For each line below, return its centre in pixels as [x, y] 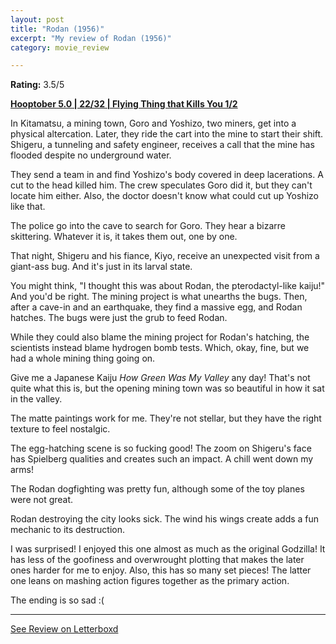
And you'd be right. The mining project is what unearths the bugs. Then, [159, 297]
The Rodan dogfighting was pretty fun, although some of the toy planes [157, 489]
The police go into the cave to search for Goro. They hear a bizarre [148, 226]
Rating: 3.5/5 [37, 85]
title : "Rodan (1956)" [57, 29]
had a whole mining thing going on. [83, 358]
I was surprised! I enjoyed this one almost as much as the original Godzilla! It [168, 549]
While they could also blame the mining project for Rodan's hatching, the [160, 337]
